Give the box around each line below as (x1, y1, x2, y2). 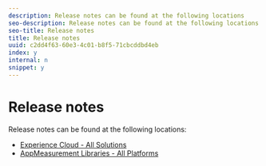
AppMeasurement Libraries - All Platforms (19, 148, 159, 158)
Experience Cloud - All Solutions (19, 140, 127, 149)
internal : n (8, 57, 48, 65)
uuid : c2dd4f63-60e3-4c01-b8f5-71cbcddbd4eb (8, 41, 159, 49)
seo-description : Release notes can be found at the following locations (8, 19, 260, 27)
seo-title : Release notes (8, 26, 94, 34)
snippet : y (8, 64, 45, 72)
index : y (8, 49, 38, 57)
